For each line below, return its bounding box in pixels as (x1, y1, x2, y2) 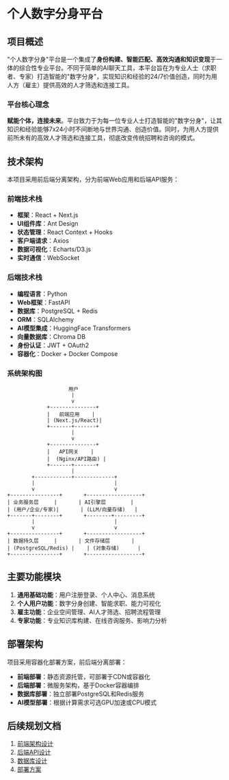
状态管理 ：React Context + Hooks (16, 228, 113, 237)
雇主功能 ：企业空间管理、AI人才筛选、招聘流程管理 (16, 608, 161, 616)
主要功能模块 (7, 571, 62, 583)
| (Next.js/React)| (46, 417, 103, 424)
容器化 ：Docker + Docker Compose (16, 349, 118, 357)
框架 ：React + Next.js (16, 211, 79, 220)
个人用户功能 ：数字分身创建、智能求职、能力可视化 (16, 599, 161, 607)
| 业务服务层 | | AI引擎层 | (7, 499, 134, 506)
